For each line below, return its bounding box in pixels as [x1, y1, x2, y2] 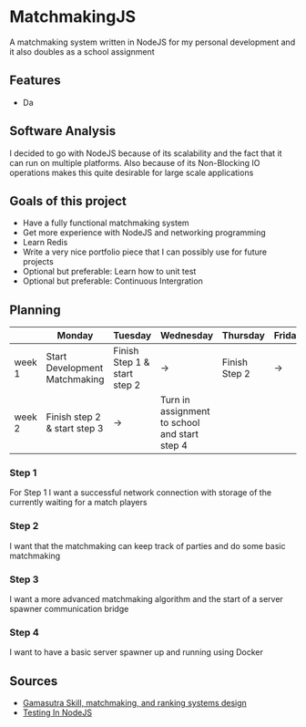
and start [159, 428, 199, 441]
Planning [9, 302, 61, 317]
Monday [56, 329, 94, 342]
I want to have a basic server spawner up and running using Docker [9, 647, 264, 658]
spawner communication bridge [9, 604, 129, 615]
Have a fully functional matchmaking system [22, 217, 189, 229]
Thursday [221, 329, 266, 342]
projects [22, 256, 55, 267]
